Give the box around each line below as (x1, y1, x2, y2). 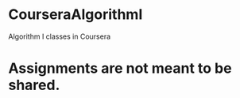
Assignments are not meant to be (8, 59, 232, 77)
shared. (8, 77, 60, 94)
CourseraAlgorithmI (8, 6, 143, 24)
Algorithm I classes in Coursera (8, 32, 111, 41)
